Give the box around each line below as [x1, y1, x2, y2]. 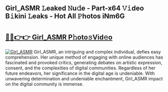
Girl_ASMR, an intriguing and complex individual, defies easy [34, 49, 161, 55]
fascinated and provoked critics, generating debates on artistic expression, [5, 60, 163, 65]
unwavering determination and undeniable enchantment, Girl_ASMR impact [5, 76, 163, 81]
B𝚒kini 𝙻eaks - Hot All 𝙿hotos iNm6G [5, 12, 125, 21]
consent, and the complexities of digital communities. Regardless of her [5, 65, 156, 71]
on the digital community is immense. [5, 81, 84, 87]
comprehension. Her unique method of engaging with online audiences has [5, 54, 163, 60]
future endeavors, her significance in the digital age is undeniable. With [5, 70, 155, 76]
